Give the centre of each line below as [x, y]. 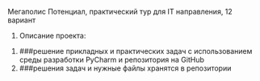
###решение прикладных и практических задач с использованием [136, 51]
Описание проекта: [52, 36]
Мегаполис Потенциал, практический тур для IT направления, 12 [120, 12]
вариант [22, 20]
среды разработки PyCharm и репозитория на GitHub [112, 60]
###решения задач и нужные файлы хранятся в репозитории [125, 68]
